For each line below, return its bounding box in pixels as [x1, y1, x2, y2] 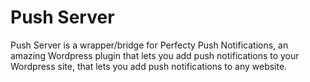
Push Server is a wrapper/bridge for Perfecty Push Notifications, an [10, 39, 289, 51]
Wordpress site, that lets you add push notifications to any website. [10, 60, 288, 72]
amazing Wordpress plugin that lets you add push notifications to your [10, 49, 300, 61]
